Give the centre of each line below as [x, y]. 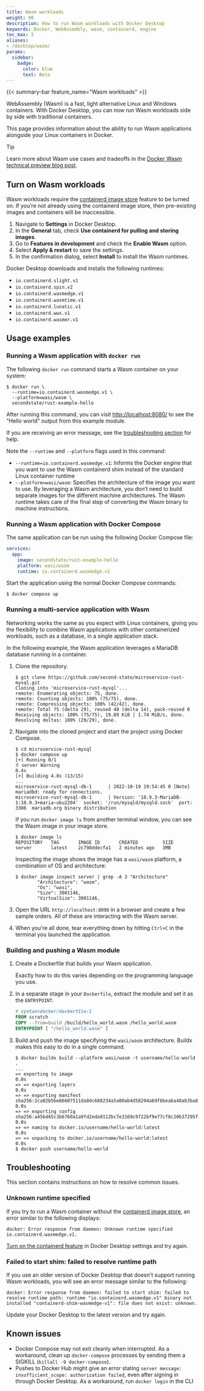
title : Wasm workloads [35, 12]
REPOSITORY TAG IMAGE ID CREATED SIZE [94, 842]
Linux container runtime [45, 476]
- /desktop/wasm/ [28, 46]
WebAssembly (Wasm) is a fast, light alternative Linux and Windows [91, 104]
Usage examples [39, 338]
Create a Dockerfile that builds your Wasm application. [83, 964]
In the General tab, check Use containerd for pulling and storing [97, 231]
